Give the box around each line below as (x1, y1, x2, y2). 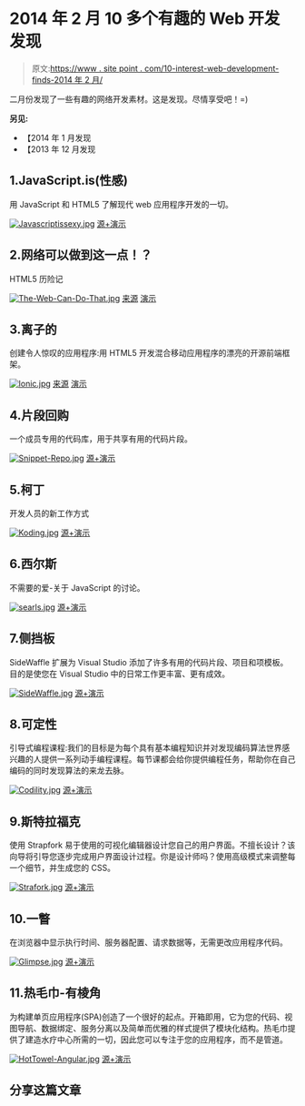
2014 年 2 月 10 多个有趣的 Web (9, 8, 245, 29)
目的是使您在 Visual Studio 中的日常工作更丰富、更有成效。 (9, 668, 230, 679)
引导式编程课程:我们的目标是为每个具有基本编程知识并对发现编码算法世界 (9, 743, 283, 754)
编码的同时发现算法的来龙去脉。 (9, 766, 129, 776)
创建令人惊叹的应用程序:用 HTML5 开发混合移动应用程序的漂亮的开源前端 (9, 348, 283, 359)
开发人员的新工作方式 (9, 508, 89, 519)
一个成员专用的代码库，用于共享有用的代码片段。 (9, 433, 192, 444)
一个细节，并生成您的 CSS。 (9, 862, 116, 874)
